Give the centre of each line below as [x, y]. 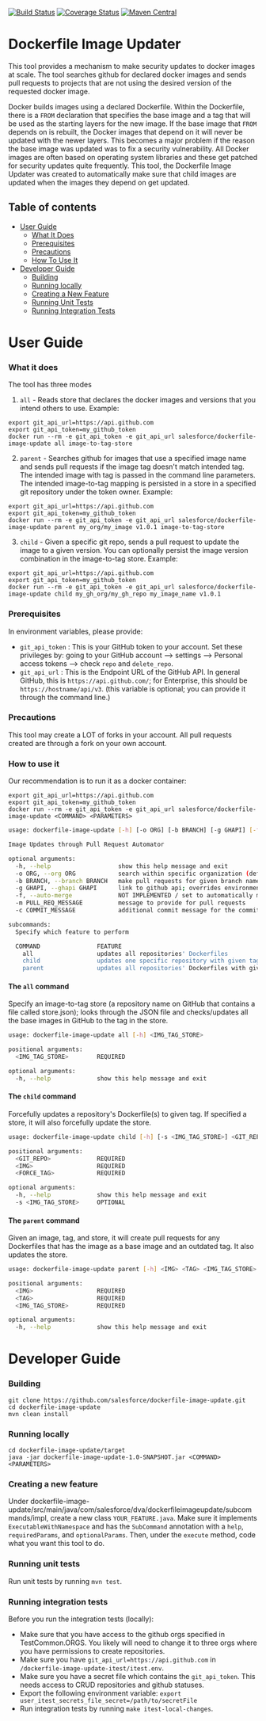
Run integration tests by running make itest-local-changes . [116, 1708]
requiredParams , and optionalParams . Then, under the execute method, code [132, 1535]
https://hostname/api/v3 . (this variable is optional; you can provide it [133, 688]
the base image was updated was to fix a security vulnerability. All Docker [129, 148]
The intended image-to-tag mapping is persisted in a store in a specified [138, 484]
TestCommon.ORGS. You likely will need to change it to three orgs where [138, 1643]
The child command [42, 1096]
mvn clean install [38, 1414]
